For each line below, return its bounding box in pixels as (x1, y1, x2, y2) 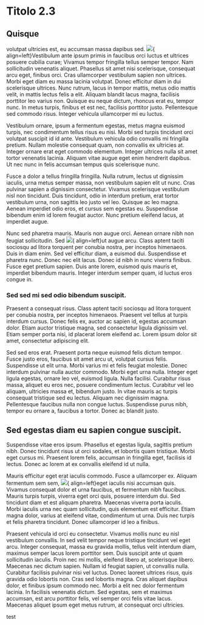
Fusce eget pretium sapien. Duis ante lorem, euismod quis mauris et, (6, 263, 178, 270)
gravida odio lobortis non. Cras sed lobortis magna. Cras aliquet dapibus (6, 576, 188, 583)
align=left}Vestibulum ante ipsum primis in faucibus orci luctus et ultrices (6, 52, 189, 59)
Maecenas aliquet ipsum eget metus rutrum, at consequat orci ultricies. (6, 601, 185, 609)
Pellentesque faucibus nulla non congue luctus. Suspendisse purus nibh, (6, 401, 188, 408)
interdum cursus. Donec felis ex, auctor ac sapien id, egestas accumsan (6, 318, 186, 325)
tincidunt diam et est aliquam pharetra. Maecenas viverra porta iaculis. (6, 499, 183, 506)
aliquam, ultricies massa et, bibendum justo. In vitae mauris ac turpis (6, 388, 178, 395)
